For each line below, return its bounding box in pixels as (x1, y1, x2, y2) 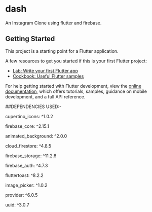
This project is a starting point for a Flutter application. (5, 48, 119, 54)
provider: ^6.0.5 (5, 192, 38, 198)
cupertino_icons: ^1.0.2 (5, 113, 53, 119)
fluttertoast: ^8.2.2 (5, 172, 44, 178)
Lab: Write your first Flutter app (12, 67, 79, 74)
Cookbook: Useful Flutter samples (12, 73, 84, 79)
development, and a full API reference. (5, 93, 86, 99)
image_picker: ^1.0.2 (5, 182, 48, 188)
